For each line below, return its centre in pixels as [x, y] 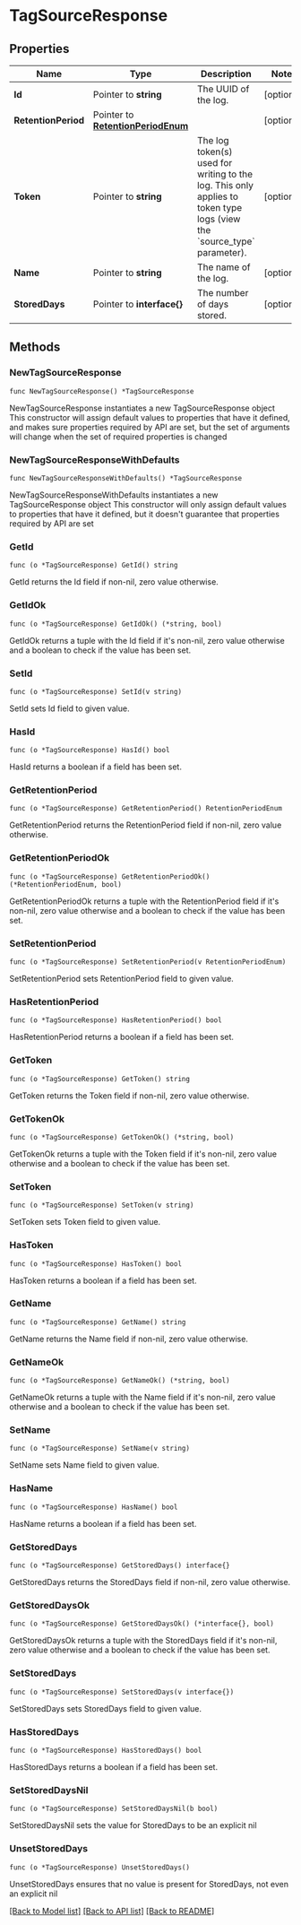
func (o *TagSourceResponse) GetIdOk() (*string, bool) [116, 624]
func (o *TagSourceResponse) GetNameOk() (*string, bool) [120, 1381]
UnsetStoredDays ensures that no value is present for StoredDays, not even [149, 1884]
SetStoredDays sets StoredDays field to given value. [106, 1708]
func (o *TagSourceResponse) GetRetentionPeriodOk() [110, 876]
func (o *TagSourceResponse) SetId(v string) [95, 691]
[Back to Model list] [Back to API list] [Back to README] [112, 1911]
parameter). [222, 252]
